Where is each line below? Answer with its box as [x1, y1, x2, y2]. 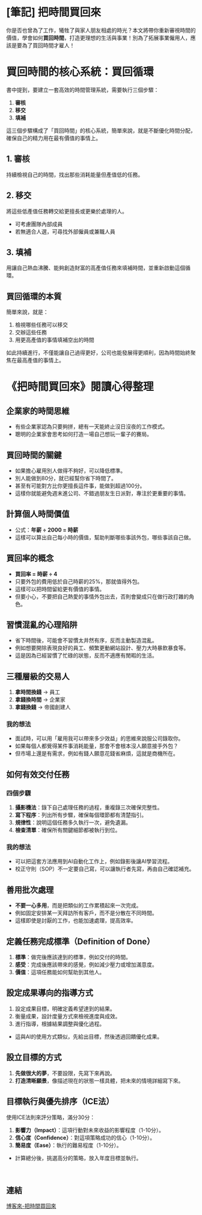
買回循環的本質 [6, 291, 62, 302]
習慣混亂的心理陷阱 [6, 620, 78, 630]
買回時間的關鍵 [6, 450, 62, 460]
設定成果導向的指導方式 [6, 988, 93, 998]
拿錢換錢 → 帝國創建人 [14, 703, 71, 711]
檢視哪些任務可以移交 [14, 321, 68, 329]
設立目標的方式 [6, 1052, 62, 1062]
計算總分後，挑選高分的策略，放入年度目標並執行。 [14, 1154, 142, 1161]
